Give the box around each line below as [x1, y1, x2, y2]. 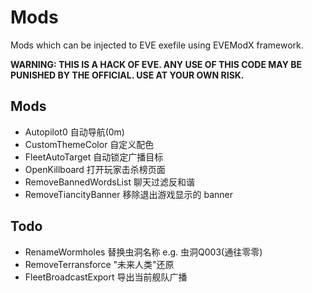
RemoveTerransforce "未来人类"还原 [24, 258, 175, 270]
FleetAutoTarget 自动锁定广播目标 [24, 151, 164, 163]
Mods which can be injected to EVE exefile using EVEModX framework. [10, 39, 304, 51]
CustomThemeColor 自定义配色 [24, 138, 155, 150]
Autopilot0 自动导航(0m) [24, 126, 125, 138]
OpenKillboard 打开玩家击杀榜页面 [24, 163, 166, 175]
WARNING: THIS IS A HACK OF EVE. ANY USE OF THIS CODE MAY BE [10, 58, 302, 70]
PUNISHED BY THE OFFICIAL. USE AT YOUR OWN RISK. [10, 69, 245, 81]
